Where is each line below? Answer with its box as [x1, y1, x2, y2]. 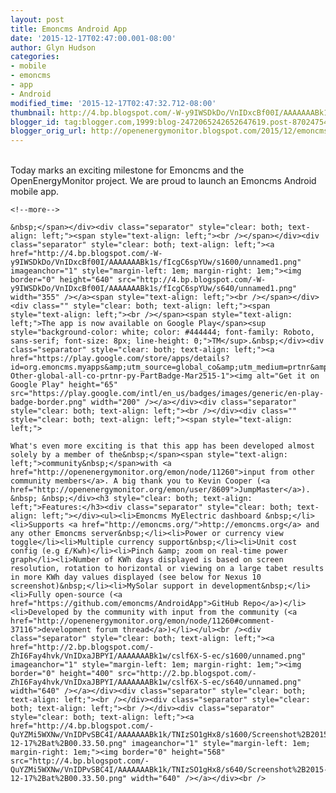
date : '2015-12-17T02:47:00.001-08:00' [10, 33, 177, 43]
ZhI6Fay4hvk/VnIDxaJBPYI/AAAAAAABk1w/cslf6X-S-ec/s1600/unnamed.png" [10, 651, 307, 661]
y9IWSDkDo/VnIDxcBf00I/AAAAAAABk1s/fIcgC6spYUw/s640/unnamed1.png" [10, 284, 298, 294]
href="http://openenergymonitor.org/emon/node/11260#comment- [10, 616, 275, 626]
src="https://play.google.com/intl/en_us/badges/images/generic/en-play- [10, 389, 325, 399]
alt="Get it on [256, 371, 320, 381]
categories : [10, 52, 60, 62]
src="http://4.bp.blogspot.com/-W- [117, 275, 267, 285]
